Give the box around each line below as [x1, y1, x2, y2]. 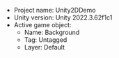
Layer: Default [24, 43, 65, 51]
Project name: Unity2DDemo [13, 6, 96, 14]
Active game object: [13, 21, 72, 29]
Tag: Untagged [24, 36, 68, 44]
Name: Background [24, 28, 80, 36]
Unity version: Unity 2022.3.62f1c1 [13, 13, 113, 22]
